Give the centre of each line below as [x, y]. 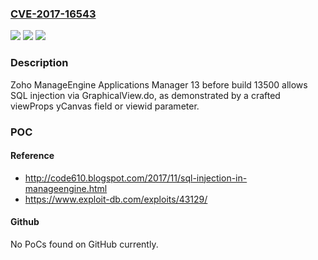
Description [39, 63]
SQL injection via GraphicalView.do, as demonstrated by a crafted [145, 95]
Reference [32, 156]
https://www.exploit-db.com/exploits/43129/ [116, 199]
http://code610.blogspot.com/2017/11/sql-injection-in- [136, 178]
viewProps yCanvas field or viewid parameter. [105, 106]
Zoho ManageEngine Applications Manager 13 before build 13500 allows [159, 84]
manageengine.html [66, 188]
